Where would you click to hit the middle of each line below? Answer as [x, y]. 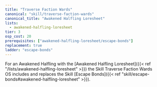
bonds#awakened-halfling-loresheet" [43, 79]
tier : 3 [13, 32]
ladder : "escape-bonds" [29, 50]
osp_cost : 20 [18, 37]
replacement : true [24, 45]
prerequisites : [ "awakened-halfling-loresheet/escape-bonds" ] [69, 41]
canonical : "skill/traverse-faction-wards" [50, 14]
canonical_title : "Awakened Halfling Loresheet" [55, 18]
